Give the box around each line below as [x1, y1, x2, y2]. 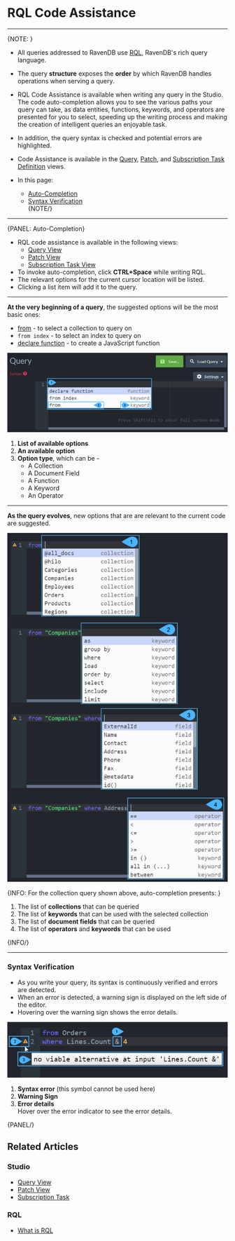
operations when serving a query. [17, 76, 115, 85]
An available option [17, 447, 76, 455]
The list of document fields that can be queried [17, 917, 155, 925]
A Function [27, 477, 59, 485]
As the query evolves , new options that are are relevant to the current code [7, 512, 226, 520]
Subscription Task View [27, 260, 97, 269]
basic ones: [7, 310, 41, 318]
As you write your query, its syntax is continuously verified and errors [17, 978, 218, 986]
